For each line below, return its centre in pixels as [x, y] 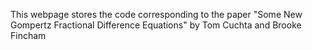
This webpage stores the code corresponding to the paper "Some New [156, 14]
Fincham [28, 35]
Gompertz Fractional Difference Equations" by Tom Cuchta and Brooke [156, 25]
